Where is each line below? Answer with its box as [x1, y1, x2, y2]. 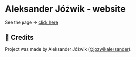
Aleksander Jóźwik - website [5, 3, 126, 14]
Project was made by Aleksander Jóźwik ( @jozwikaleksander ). [5, 46, 132, 52]
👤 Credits [5, 33, 34, 42]
